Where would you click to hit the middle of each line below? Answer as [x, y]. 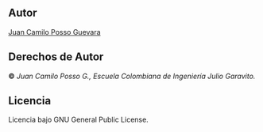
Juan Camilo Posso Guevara [54, 32]
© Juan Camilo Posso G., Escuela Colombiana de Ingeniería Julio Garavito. [132, 76]
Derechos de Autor [56, 57]
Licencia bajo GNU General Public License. [78, 120]
